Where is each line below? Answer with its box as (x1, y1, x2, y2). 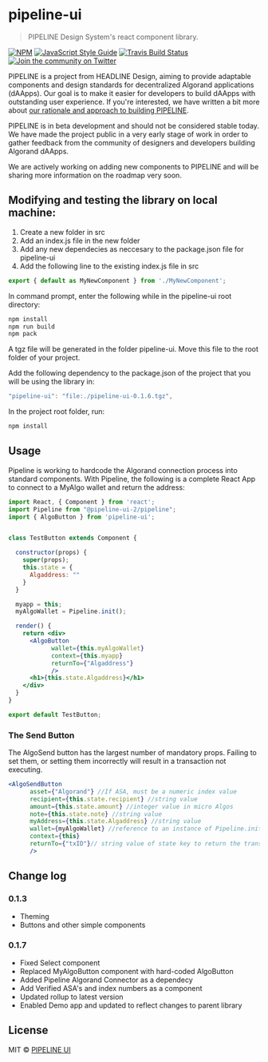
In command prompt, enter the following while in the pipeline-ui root (8, 291, 232, 300)
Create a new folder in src (19, 227, 105, 237)
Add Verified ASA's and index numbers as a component (19, 983, 203, 992)
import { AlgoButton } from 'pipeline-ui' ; (8, 513, 156, 521)
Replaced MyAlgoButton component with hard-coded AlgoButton (19, 966, 234, 976)
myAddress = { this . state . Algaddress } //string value (29, 817, 202, 825)
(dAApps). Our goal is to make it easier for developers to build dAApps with (8, 88, 256, 97)
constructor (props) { (15, 549, 88, 557)
